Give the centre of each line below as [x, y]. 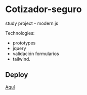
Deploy [17, 75]
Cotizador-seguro [43, 9]
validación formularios [36, 54]
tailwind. [21, 59]
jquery [19, 48]
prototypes [24, 43]
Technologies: [20, 33]
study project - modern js [32, 23]
